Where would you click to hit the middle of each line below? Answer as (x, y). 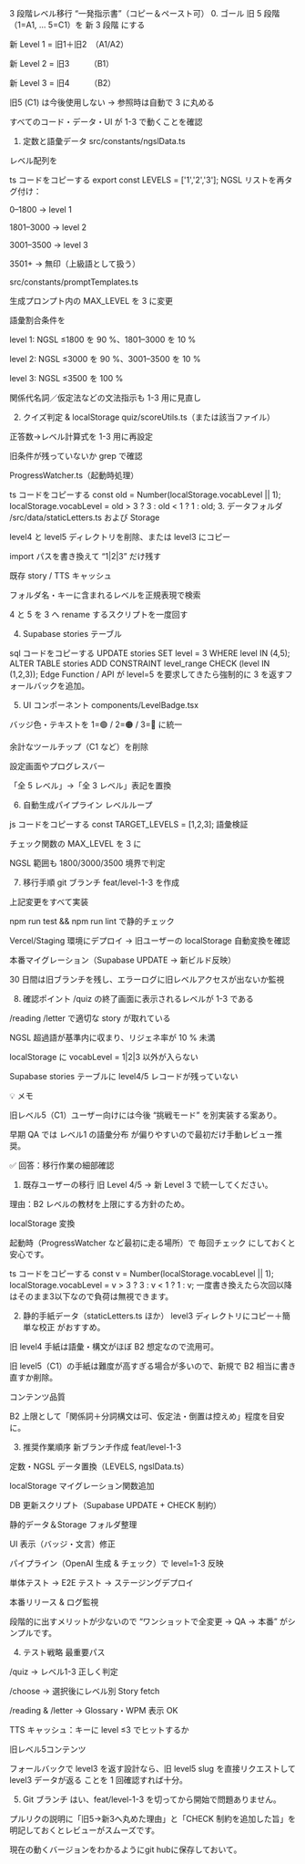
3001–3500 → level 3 (49, 245)
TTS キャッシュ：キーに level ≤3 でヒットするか (99, 1730)
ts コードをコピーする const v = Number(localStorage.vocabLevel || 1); (142, 1274)
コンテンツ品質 (37, 1397)
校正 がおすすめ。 (72, 1327)
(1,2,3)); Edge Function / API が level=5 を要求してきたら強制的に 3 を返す (147, 674)
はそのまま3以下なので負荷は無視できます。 (91, 1296)
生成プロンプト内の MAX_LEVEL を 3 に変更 (91, 301)
